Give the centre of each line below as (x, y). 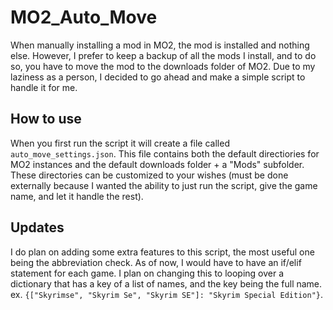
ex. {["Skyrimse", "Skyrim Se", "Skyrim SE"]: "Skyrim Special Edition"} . (166, 294)
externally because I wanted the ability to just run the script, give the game (164, 185)
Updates (37, 227)
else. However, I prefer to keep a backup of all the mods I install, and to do (163, 55)
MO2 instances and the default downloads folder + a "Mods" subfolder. (157, 164)
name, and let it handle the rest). (77, 196)
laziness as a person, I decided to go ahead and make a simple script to (158, 77)
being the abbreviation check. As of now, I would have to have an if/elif (156, 262)
